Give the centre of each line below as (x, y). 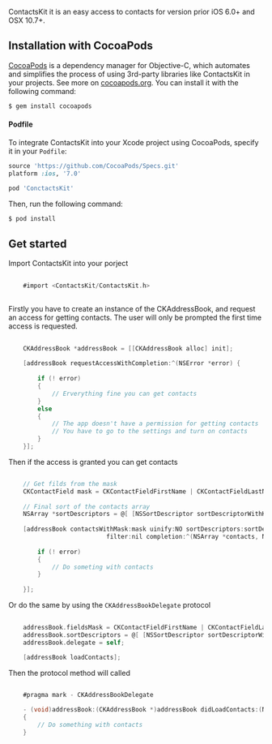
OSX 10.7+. (27, 20)
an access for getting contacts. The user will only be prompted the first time (135, 317)
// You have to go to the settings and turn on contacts (150, 432)
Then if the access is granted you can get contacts (93, 462)
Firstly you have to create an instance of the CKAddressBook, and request (132, 308)
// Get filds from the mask (70, 484)
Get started (38, 244)
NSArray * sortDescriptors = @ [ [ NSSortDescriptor (108, 514)
